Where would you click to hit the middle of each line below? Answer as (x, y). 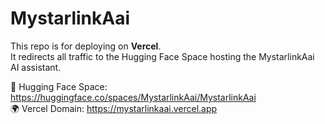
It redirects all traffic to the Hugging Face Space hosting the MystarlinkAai (162, 56)
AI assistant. (36, 67)
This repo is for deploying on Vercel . (86, 46)
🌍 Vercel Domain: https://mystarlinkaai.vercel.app (114, 108)
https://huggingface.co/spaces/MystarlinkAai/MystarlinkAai (133, 97)
